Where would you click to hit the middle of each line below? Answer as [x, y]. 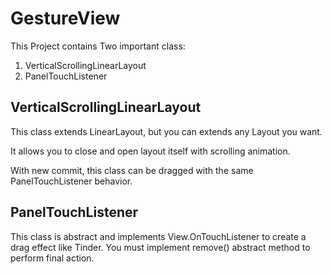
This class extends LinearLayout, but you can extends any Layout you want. [166, 131]
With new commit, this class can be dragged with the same [132, 170]
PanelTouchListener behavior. [71, 181]
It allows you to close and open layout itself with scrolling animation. [150, 151]
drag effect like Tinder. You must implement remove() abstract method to [160, 247]
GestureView [65, 18]
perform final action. [52, 258]
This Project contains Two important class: [98, 46]
